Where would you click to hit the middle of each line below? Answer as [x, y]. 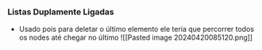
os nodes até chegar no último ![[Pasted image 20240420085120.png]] [136, 37]
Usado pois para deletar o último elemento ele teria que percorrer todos [137, 29]
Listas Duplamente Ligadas [61, 12]
